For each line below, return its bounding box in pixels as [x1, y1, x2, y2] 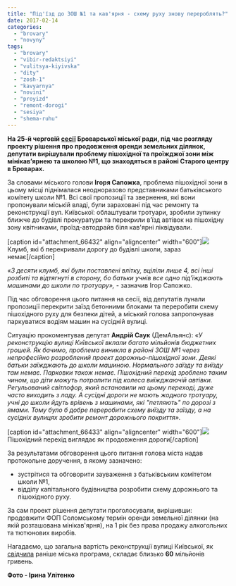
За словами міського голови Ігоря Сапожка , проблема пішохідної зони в [7, 177, 228, 187]
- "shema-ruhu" [13, 115, 58, 122]
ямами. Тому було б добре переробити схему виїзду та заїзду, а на [7, 406, 211, 414]
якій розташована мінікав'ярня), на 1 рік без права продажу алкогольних [7, 520, 228, 529]
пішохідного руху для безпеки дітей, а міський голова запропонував [7, 309, 214, 318]
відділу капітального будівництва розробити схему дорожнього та [17, 485, 218, 493]
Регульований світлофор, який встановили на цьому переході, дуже [7, 383, 214, 392]
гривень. [7, 557, 34, 566]
